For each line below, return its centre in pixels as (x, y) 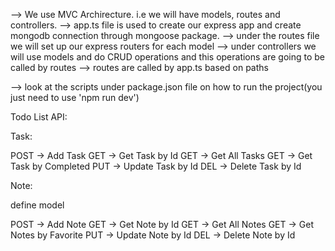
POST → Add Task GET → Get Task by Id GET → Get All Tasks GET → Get (161, 155)
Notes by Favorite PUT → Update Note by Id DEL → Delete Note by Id (153, 235)
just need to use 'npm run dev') (75, 97)
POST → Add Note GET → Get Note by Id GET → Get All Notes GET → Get (162, 224)
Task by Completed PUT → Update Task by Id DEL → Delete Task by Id (156, 166)
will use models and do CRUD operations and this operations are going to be (168, 57)
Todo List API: (39, 117)
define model (37, 205)
